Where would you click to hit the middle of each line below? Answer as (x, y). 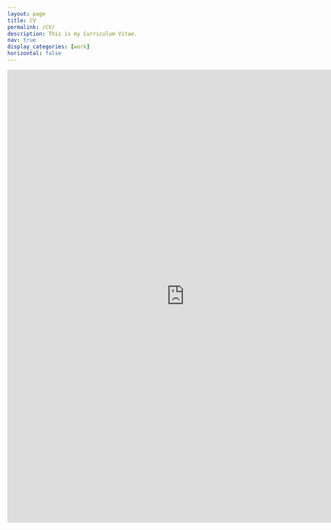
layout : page (27, 14)
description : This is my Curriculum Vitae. (72, 34)
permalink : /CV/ (31, 27)
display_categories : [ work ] (49, 47)
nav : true (22, 40)
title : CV (22, 21)
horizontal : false (34, 54)
